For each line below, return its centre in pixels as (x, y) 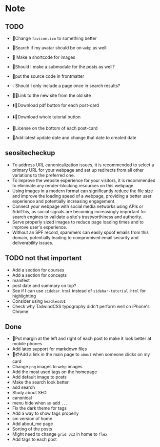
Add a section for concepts (40, 275)
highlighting (24, 296)
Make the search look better (40, 382)
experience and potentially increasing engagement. (64, 201)
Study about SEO (29, 393)
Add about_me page (32, 424)
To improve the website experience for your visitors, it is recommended (84, 180)
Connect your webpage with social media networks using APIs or (78, 206)
